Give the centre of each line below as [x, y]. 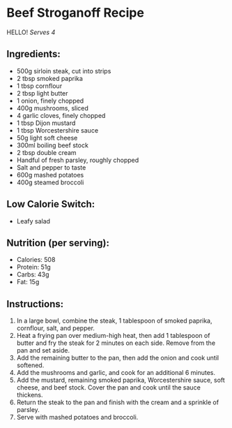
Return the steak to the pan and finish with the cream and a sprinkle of [118, 402]
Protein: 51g [33, 267]
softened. [30, 365]
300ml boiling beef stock [52, 145]
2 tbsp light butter [42, 93]
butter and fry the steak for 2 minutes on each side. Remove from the [116, 343]
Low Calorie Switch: [51, 204]
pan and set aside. [43, 350]
